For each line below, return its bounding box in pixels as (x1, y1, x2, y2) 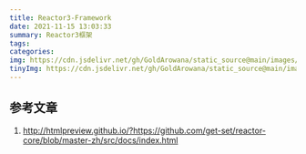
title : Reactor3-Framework (9, 13, 112, 23)
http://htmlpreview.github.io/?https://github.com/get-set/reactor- (22, 125, 267, 136)
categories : (9, 47, 55, 56)
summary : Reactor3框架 (9, 30, 93, 39)
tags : (9, 38, 30, 48)
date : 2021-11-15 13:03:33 (9, 22, 112, 31)
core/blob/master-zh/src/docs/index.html (22, 134, 178, 146)
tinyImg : (9, 65, 43, 74)
